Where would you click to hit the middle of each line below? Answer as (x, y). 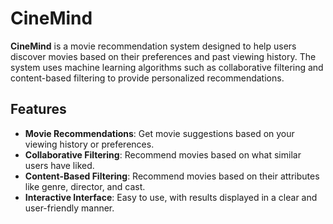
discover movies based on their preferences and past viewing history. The (163, 56)
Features (38, 109)
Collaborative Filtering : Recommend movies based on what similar (163, 154)
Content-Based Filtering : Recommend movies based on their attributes (172, 176)
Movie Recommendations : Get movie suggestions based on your (159, 133)
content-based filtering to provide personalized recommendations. (147, 78)
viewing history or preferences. (89, 144)
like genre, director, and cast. (85, 186)
